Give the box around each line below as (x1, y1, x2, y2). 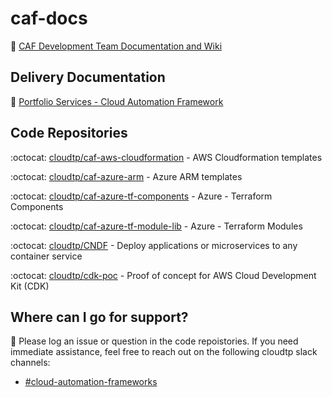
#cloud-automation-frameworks (24, 376, 158, 388)
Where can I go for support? (10, 308, 189, 326)
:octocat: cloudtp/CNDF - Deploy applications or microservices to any (10, 239, 298, 251)
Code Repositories (10, 125, 128, 142)
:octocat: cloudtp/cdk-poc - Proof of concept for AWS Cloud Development (10, 269, 317, 281)
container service (10, 250, 83, 262)
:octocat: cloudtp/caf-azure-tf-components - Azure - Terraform (10, 190, 273, 202)
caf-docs (10, 7, 88, 30)
